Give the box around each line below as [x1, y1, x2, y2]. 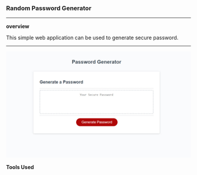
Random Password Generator [6, 4, 92, 12]
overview [6, 23, 29, 30]
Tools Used [6, 163, 34, 170]
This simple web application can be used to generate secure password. [6, 34, 179, 42]
